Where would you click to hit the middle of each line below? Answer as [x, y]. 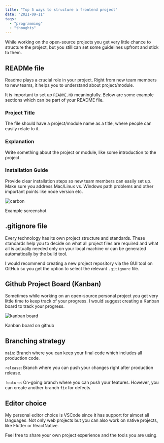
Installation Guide [27, 170]
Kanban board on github [30, 326]
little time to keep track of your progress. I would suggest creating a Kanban [82, 301]
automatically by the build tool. [36, 254]
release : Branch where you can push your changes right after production [79, 368]
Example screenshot [26, 211]
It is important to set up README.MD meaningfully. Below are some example [80, 95]
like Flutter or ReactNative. [32, 426]
